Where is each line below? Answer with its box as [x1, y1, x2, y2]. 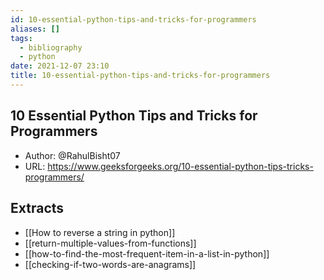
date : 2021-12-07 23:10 [10, 61, 110, 71]
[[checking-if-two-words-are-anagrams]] [24, 258, 197, 270]
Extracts [10, 200, 65, 217]
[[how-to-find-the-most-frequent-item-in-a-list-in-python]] [24, 247, 270, 260]
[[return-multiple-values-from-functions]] [24, 237, 197, 249]
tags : [10, 33, 33, 43]
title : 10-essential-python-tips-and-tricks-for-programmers [10, 71, 271, 81]
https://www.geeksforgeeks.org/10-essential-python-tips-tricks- [47, 160, 314, 172]
